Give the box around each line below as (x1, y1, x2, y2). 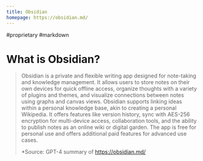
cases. (21, 137, 38, 144)
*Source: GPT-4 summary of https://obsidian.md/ (21, 148, 146, 156)
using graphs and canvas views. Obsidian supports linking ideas (21, 98, 182, 105)
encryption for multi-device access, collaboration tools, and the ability (21, 117, 197, 125)
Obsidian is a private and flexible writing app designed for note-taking (21, 72, 196, 79)
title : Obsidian (6, 8, 47, 15)
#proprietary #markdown (6, 31, 69, 38)
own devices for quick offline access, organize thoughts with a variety (21, 85, 198, 93)
